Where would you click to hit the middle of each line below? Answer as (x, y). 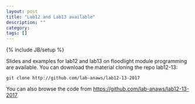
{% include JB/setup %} (35, 50)
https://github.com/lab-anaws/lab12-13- (141, 89)
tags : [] (17, 33)
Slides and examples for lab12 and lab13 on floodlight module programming (97, 61)
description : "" (26, 22)
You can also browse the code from (49, 89)
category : (18, 28)
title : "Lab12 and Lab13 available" (51, 17)
